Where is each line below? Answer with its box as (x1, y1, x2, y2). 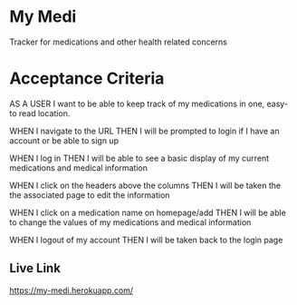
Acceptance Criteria (9, 68, 165, 89)
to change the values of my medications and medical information (9, 216, 252, 228)
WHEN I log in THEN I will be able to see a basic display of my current (9, 152, 270, 163)
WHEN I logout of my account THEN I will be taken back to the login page (9, 234, 283, 245)
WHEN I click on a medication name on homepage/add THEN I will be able (9, 207, 287, 218)
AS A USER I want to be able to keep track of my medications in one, (9, 98, 265, 109)
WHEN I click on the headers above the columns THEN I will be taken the (9, 180, 282, 191)
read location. (18, 107, 71, 119)
